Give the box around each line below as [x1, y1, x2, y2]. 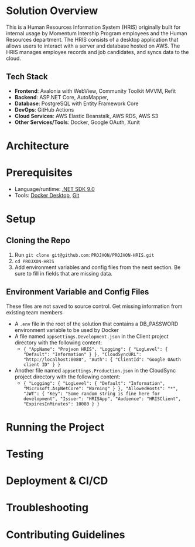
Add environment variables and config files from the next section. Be [14, 263, 181, 271]
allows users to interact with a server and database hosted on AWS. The [6, 42, 180, 49]
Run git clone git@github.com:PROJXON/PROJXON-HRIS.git [14, 251, 155, 258]
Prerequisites [6, 166, 73, 180]
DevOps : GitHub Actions [14, 106, 74, 113]
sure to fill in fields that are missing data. [14, 270, 113, 277]
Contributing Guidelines [6, 528, 125, 541]
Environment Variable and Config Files [6, 287, 149, 297]
